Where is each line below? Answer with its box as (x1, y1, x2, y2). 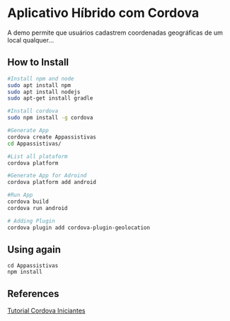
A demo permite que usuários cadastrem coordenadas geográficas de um (7, 28, 223, 37)
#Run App (7, 192, 33, 199)
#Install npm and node (7, 75, 74, 82)
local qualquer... (7, 35, 54, 44)
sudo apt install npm (7, 81, 71, 89)
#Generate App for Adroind (7, 172, 87, 180)
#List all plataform (7, 153, 69, 160)
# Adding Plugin (7, 217, 55, 224)
